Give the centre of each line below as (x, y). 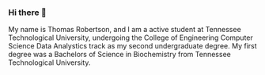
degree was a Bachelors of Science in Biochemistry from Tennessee (119, 55)
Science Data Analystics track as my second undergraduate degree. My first (132, 46)
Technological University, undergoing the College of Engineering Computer (131, 37)
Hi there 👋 (28, 12)
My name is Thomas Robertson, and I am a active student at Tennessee (125, 30)
